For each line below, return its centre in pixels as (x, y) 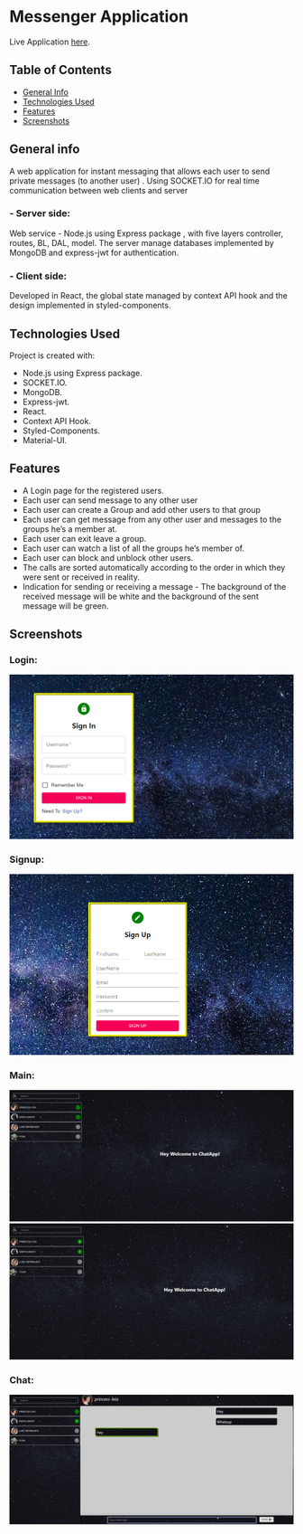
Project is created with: (52, 355)
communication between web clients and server (99, 190)
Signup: (27, 859)
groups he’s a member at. (69, 529)
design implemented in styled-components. (90, 306)
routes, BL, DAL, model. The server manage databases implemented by (142, 242)
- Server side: (40, 213)
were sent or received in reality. (81, 577)
